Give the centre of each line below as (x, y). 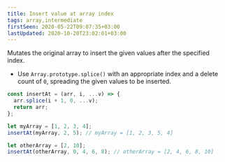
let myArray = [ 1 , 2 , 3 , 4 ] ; (50, 126)
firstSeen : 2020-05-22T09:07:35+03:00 (64, 27)
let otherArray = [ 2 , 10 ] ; (46, 145)
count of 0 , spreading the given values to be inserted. (94, 82)
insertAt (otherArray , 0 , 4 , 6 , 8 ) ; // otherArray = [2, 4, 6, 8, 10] (111, 152)
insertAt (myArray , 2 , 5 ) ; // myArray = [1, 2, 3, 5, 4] (90, 133)
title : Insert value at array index (60, 14)
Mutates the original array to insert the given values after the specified (108, 53)
